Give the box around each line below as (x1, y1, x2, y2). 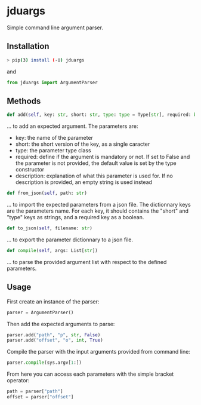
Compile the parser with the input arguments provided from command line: (7, 348, 190, 355)
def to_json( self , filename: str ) (7, 225, 93, 231)
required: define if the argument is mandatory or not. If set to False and (15, 154, 190, 161)
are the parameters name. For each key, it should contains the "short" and (7, 207, 189, 214)
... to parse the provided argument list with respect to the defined (7, 258, 167, 265)
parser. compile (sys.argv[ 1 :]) (7, 360, 82, 366)
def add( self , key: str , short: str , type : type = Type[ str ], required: (7, 112, 191, 118)
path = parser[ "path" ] (7, 388, 63, 395)
